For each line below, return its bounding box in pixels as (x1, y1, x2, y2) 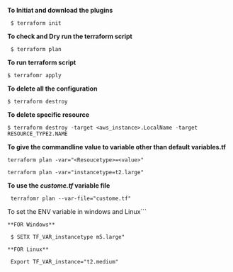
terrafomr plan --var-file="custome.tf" (10, 195, 132, 202)
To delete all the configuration (7, 84, 98, 93)
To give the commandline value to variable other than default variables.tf (7, 143, 227, 151)
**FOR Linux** (7, 246, 50, 253)
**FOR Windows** (7, 221, 55, 228)
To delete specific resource (7, 110, 90, 119)
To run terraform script (7, 58, 76, 67)
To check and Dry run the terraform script (7, 32, 132, 40)
